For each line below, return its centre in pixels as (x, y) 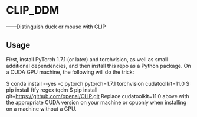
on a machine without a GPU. (41, 108)
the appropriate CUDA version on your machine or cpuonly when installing (96, 102)
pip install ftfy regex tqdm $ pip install (52, 90)
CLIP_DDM (33, 10)
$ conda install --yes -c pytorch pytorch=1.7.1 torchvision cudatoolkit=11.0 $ (98, 83)
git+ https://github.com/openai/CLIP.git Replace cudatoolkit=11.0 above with (98, 96)
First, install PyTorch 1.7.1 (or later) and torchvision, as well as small (87, 59)
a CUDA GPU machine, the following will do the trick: (70, 72)
